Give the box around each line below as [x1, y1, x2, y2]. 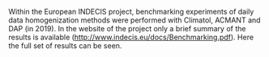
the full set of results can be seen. [8, 41, 122, 51]
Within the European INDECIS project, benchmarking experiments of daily [8, 7, 254, 16]
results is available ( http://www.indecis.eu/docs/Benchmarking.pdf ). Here [8, 32, 254, 42]
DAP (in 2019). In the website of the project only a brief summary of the [8, 24, 246, 33]
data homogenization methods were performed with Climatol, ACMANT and [8, 15, 261, 25]
